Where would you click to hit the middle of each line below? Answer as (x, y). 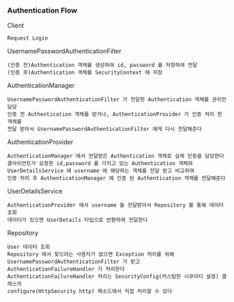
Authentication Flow (42, 10)
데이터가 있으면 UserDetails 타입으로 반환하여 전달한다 (78, 220)
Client (16, 26)
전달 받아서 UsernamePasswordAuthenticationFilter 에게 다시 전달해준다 (104, 129)
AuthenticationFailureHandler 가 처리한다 (66, 269)
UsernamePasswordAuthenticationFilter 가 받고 (74, 262)
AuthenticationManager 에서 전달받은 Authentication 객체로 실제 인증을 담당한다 (116, 156)
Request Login (28, 38)
